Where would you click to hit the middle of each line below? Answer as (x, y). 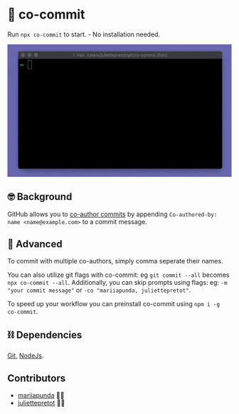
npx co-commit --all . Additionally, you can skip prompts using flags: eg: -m (117, 283)
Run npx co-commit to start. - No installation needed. (84, 34)
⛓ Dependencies (45, 335)
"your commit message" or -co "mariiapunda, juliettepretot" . (99, 290)
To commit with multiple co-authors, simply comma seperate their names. (115, 261)
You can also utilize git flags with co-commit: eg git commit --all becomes (118, 275)
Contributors (37, 378)
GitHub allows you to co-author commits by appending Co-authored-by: (112, 214)
